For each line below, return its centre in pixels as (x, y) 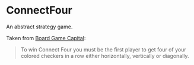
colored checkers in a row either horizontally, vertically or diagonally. (105, 56)
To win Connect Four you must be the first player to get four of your (103, 49)
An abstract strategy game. (39, 27)
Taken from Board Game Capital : (46, 38)
